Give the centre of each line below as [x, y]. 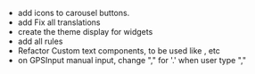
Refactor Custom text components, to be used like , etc [119, 51]
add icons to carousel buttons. [74, 13]
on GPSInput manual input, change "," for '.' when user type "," [132, 60]
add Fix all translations [59, 22]
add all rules [40, 41]
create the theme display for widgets [85, 32]
